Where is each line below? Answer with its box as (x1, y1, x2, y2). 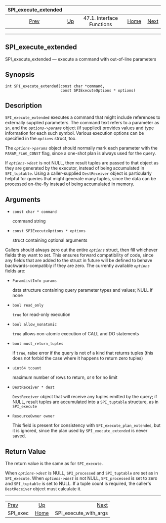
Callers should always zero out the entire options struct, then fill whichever (5, 247, 158, 253)
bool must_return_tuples (12, 341, 64, 346)
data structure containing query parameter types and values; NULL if (12, 287, 153, 293)
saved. (12, 433, 26, 439)
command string (12, 218, 46, 224)
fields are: (5, 268, 26, 274)
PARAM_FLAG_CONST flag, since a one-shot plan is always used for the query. (5, 151, 157, 157)
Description (5, 102, 42, 110)
